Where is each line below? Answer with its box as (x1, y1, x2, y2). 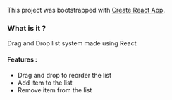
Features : (7, 55, 37, 64)
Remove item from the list (17, 85, 92, 94)
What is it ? (7, 23, 47, 33)
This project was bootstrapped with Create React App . (7, 6, 166, 14)
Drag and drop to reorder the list (17, 71, 111, 79)
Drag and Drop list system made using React (7, 39, 137, 48)
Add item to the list (17, 78, 73, 87)
